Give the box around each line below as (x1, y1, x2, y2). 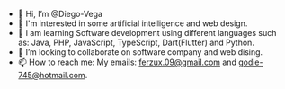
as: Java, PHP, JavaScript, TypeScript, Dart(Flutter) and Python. (17, 37, 254, 48)
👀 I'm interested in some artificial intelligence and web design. (17, 18, 248, 29)
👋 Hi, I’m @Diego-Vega (17, 9, 103, 19)
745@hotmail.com (17, 70, 85, 80)
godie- (237, 57, 263, 67)
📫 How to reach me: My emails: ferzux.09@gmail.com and (17, 57, 236, 67)
